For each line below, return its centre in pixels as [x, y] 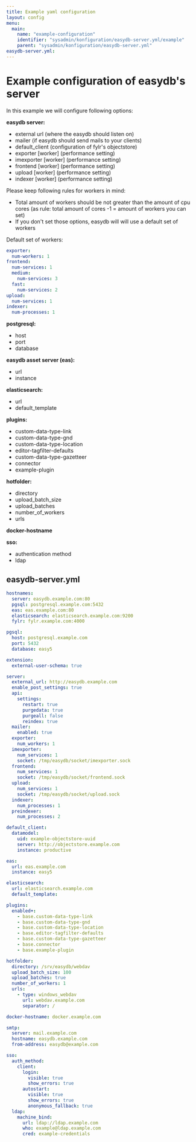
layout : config [25, 18]
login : [30, 1072]
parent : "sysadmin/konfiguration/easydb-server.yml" [85, 46]
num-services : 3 [38, 279]
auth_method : [28, 1061]
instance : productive [44, 850]
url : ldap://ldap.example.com [60, 1123]
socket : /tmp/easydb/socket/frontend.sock [71, 777]
